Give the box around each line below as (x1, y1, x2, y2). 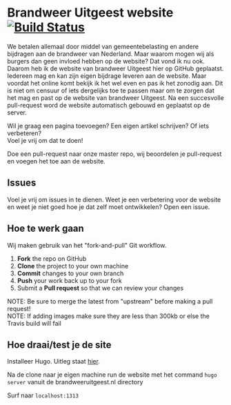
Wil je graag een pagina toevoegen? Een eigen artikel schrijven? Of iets (7, 121, 209, 130)
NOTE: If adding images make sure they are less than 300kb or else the (7, 312, 210, 320)
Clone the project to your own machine (17, 261, 129, 270)
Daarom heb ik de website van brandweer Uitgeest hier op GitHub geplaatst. (7, 64, 224, 72)
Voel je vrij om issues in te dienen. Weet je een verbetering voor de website (7, 195, 221, 204)
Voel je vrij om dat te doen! (7, 136, 83, 144)
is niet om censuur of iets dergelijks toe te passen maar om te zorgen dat (7, 86, 215, 95)
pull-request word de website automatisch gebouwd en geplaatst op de (7, 101, 210, 109)
